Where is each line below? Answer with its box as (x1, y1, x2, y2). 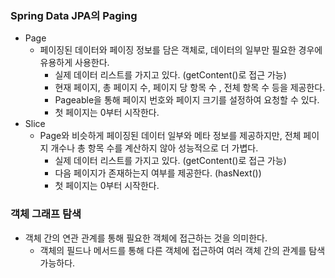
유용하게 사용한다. (39, 57, 110, 69)
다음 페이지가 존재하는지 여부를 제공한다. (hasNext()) (54, 167, 262, 179)
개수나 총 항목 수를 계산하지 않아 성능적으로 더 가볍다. (50, 142, 259, 154)
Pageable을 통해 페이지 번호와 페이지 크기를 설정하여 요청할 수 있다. (54, 94, 320, 106)
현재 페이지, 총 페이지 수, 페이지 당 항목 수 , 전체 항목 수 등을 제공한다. (54, 82, 326, 94)
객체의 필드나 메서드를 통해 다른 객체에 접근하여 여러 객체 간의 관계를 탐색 (39, 244, 326, 256)
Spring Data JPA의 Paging (10, 8, 138, 22)
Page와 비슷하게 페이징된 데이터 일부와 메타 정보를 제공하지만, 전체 (39, 130, 302, 142)
